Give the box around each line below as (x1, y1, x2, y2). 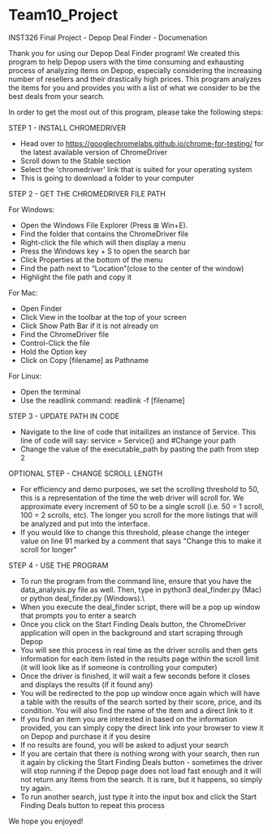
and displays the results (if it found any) (19, 680, 153, 689)
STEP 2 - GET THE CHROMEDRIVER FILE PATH (8, 188, 166, 198)
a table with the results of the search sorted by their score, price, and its (19, 697, 262, 707)
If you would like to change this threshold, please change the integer (19, 527, 250, 537)
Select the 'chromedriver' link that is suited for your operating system (19, 164, 253, 174)
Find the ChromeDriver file (19, 329, 110, 339)
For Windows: (8, 205, 55, 214)
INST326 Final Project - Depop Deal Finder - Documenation (8, 32, 208, 42)
